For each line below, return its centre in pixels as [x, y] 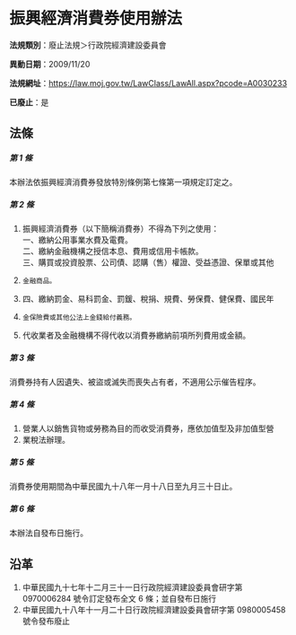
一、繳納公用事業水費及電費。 [77, 240]
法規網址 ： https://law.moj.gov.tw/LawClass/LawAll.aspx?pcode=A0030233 [148, 83]
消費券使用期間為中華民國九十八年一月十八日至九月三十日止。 [123, 487]
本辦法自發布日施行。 [48, 533]
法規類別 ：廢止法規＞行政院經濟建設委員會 [88, 45]
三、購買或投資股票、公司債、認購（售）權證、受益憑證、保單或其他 [148, 262]
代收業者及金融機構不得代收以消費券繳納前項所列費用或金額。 [136, 335]
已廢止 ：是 [29, 102]
